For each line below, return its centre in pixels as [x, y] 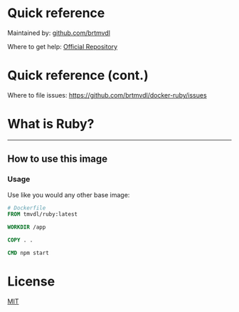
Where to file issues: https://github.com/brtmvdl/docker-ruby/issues [107, 95]
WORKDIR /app [27, 227]
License [31, 282]
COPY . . [20, 240]
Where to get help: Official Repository [63, 46]
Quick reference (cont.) [78, 76]
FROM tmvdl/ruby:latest [43, 214]
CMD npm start [28, 253]
